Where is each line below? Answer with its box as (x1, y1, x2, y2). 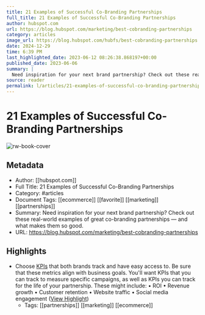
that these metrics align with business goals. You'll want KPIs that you (15, 269, 191, 276)
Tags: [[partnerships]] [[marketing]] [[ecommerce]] (24, 301, 154, 309)
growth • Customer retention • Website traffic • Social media (15, 288, 169, 295)
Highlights (6, 246, 47, 257)
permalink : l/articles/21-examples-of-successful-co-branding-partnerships (6, 83, 203, 89)
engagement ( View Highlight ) (15, 295, 90, 302)
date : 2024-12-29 (6, 43, 51, 50)
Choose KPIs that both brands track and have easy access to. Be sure (15, 262, 191, 270)
